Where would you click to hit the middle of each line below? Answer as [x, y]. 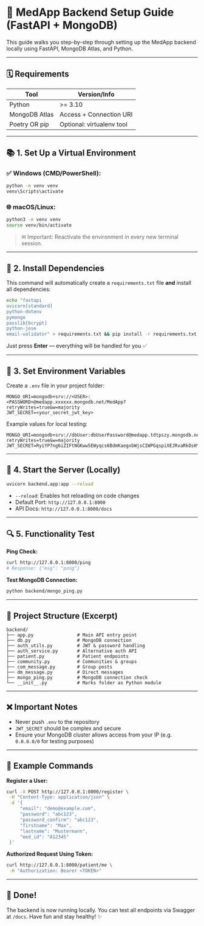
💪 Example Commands [50, 766]
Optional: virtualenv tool [93, 124]
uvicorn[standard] [29, 306]
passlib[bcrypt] [27, 323]
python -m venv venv [32, 186]
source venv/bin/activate [39, 225]
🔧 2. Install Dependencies [56, 268]
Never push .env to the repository [57, 721]
